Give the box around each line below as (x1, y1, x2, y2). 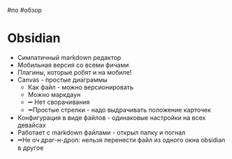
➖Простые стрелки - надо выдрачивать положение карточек (27, 105, 212, 114)
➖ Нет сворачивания (27, 98, 90, 106)
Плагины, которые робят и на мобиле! (17, 68, 132, 76)
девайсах (17, 121, 47, 129)
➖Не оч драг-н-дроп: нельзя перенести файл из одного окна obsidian (17, 135, 226, 144)
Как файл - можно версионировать (27, 83, 134, 91)
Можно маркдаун (27, 90, 81, 98)
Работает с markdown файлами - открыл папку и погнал (17, 128, 186, 137)
